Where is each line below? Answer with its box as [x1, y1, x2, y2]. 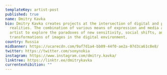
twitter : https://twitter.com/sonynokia [5, 48, 90, 53]
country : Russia [5, 39, 39, 44]
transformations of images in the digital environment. [9, 35, 128, 40]
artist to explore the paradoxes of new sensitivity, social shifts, [9, 30, 157, 35]
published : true [5, 12, 39, 17]
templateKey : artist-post [5, 7, 59, 12]
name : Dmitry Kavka [5, 16, 46, 21]
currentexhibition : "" [5, 62, 52, 67]
